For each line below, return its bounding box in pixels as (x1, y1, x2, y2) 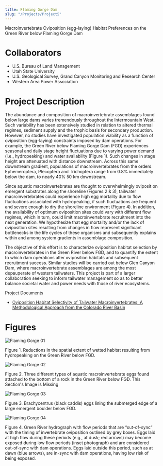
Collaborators (5, 47, 62, 58)
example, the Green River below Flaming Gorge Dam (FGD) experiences (5, 143, 149, 149)
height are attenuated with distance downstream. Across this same (5, 159, 139, 164)
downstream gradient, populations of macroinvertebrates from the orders (5, 163, 152, 169)
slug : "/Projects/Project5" (5, 12, 62, 17)
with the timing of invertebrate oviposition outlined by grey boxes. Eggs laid (5, 430, 156, 435)
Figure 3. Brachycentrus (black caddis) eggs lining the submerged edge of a (5, 400, 158, 406)
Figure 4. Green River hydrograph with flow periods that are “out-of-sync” (5, 424, 153, 430)
